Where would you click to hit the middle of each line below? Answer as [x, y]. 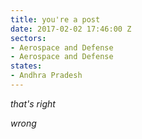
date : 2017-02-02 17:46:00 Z [71, 29]
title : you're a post [55, 19]
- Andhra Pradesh [46, 76]
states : [26, 66]
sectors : [28, 38]
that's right [33, 103]
